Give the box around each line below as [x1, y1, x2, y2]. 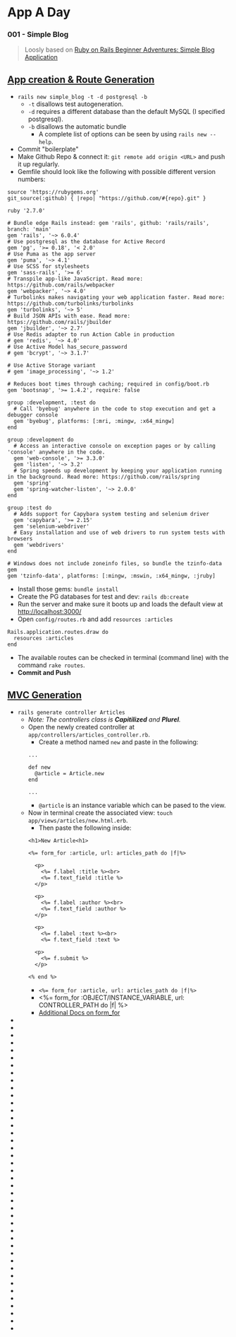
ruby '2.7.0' [7, 207, 46, 214]
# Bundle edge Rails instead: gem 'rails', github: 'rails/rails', [7, 220, 210, 227]
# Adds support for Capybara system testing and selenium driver [13, 511, 210, 518]
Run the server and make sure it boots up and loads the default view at [17, 600, 223, 608]
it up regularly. [17, 160, 60, 168]
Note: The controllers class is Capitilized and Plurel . [27, 715, 181, 724]
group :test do [7, 504, 52, 511]
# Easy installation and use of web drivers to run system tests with [13, 529, 225, 536]
